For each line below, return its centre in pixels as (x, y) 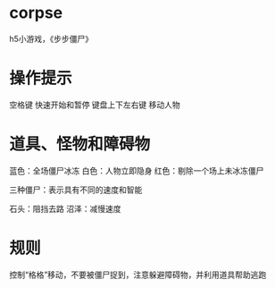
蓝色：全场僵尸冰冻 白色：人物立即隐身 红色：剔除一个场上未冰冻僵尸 (137, 170)
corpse (36, 13)
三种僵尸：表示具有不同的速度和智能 (76, 190)
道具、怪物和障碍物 (80, 144)
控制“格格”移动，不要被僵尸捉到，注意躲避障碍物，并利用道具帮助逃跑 (138, 275)
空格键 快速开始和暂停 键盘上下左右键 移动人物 (95, 105)
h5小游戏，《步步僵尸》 (51, 38)
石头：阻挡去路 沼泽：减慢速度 (65, 208)
